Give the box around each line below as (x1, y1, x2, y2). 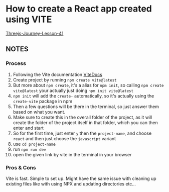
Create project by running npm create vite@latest (13, 76, 117, 83)
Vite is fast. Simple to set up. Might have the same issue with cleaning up (6, 175, 157, 181)
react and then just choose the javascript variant (13, 135, 116, 141)
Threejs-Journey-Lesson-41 (6, 30, 64, 36)
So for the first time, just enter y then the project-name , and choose (13, 130, 152, 136)
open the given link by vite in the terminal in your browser (13, 151, 132, 157)
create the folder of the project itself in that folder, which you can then (13, 119, 158, 126)
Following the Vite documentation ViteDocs (13, 71, 102, 77)
